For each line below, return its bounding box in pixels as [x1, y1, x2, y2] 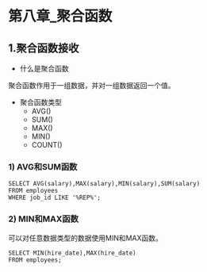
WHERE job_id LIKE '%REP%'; [8, 193, 102, 202]
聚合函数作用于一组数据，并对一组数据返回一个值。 [8, 81, 175, 90]
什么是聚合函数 [19, 64, 69, 73]
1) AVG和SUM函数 [8, 161, 78, 172]
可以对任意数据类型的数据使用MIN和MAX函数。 [8, 233, 163, 243]
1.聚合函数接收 [8, 41, 79, 55]
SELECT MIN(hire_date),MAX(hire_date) [8, 249, 136, 257]
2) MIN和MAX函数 [8, 213, 79, 224]
